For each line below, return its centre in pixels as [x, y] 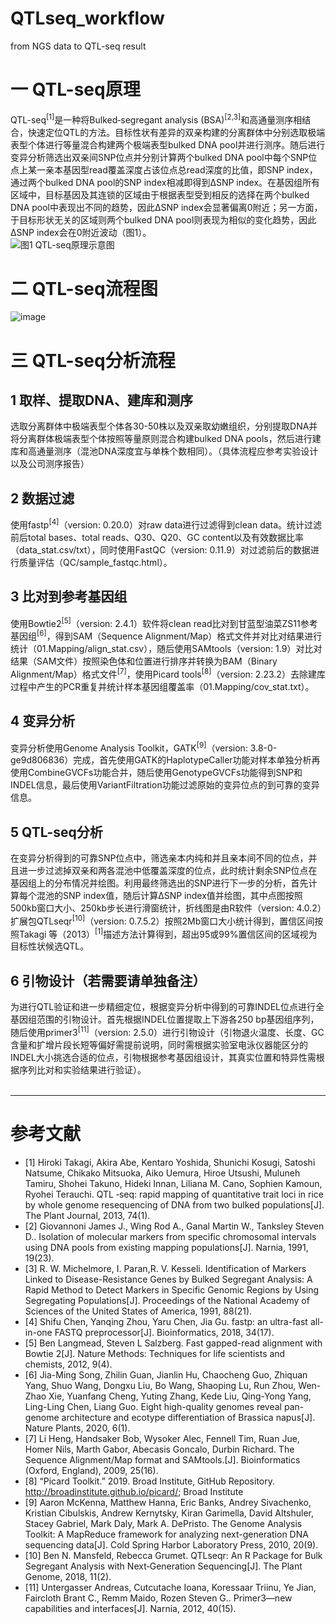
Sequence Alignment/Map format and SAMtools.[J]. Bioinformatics [162, 1459]
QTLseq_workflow [87, 18]
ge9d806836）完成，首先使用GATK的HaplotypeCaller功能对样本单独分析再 [165, 760]
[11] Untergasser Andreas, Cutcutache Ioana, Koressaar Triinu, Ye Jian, [170, 1587]
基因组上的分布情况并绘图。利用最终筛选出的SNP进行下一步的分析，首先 [159, 883]
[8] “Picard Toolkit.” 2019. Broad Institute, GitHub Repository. [149, 1481]
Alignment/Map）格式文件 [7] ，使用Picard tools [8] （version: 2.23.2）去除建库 [168, 673]
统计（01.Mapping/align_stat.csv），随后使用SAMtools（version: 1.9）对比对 [166, 649]
